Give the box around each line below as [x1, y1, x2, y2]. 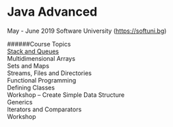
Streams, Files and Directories [7, 69, 92, 77]
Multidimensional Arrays [7, 54, 76, 62]
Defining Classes [7, 83, 55, 91]
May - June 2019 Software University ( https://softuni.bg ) [7, 27, 167, 35]
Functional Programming [7, 76, 77, 84]
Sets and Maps [7, 61, 50, 70]
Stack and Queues [7, 47, 59, 55]
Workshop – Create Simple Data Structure [7, 90, 125, 99]
